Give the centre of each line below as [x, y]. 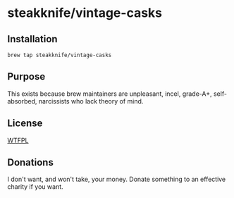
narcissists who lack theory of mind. [91, 101]
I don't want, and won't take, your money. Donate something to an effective [117, 179]
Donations [31, 162]
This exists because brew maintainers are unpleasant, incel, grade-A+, [110, 94]
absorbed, [22, 101]
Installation [32, 39]
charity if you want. [35, 187]
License [25, 124]
